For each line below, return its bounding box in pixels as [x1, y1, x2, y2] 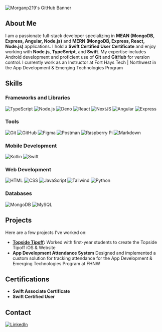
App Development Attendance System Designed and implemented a [12, 250, 156, 256]
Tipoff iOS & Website [12, 244, 56, 251]
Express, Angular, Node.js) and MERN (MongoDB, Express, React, [5, 38, 145, 44]
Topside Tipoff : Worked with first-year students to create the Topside [12, 239, 157, 245]
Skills [5, 79, 23, 88]
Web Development [5, 166, 52, 173]
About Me [5, 19, 37, 28]
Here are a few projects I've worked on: [5, 229, 87, 236]
